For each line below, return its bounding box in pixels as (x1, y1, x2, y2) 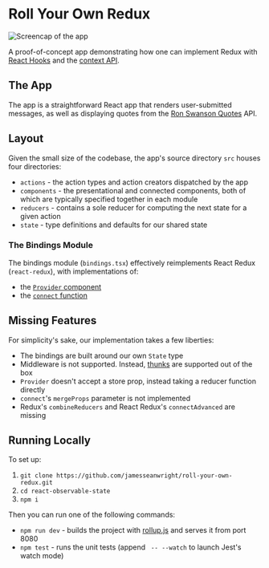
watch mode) (19, 551, 64, 561)
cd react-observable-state (19, 487, 111, 496)
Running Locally (8, 434, 91, 448)
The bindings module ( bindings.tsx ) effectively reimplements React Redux (8, 258, 255, 267)
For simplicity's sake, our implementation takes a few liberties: (8, 335, 214, 345)
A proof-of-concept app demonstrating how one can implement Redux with (8, 47, 259, 56)
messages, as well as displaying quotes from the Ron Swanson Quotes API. (8, 108, 258, 118)
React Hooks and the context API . (8, 55, 120, 65)
